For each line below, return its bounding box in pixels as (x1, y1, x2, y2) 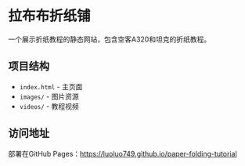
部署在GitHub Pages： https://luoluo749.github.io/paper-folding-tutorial (8, 149, 237, 158)
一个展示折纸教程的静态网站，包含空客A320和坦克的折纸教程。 (8, 34, 211, 44)
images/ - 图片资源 (19, 92, 80, 101)
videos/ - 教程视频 (19, 101, 80, 110)
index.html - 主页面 (19, 81, 83, 91)
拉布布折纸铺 (8, 7, 92, 25)
